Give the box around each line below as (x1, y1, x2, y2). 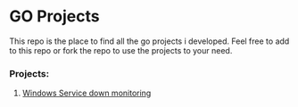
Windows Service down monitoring (21, 87, 152, 99)
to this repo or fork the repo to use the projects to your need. (9, 45, 233, 55)
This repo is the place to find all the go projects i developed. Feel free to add (9, 36, 290, 46)
